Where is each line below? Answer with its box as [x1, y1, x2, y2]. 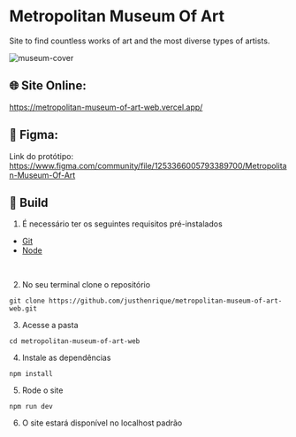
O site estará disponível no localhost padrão [21, 418, 183, 428]
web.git [9, 304, 38, 313]
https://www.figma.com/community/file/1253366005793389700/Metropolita [9, 160, 287, 171]
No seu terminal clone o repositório [21, 280, 151, 290]
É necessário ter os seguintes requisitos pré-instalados [21, 218, 223, 229]
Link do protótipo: [9, 150, 73, 161]
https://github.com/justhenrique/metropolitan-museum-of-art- [48, 296, 283, 306]
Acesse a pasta [21, 320, 79, 331]
